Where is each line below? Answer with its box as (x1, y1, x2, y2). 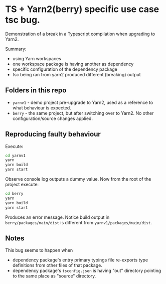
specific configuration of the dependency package (12, 66, 118, 72)
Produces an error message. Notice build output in (5, 214, 110, 220)
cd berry (5, 191, 24, 196)
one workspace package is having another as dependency (12, 61, 134, 67)
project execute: (5, 182, 39, 188)
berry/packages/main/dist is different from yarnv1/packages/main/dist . (5, 219, 152, 225)
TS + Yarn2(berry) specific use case (5, 4, 159, 15)
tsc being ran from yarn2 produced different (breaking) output (12, 71, 141, 77)
